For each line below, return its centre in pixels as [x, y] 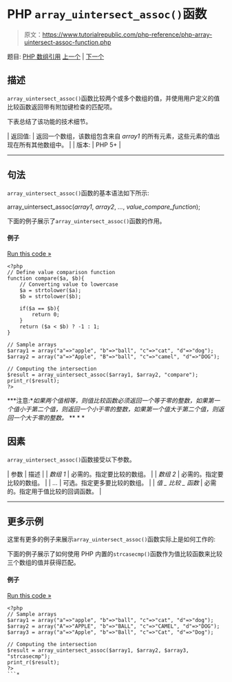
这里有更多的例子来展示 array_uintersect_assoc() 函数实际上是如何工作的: [111, 539]
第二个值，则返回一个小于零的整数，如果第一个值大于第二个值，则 [124, 409]
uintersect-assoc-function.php [67, 42]
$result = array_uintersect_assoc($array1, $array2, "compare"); [103, 375]
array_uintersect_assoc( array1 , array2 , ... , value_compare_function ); [104, 207]
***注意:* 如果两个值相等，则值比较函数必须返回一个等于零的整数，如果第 [111, 400]
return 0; [46, 314]
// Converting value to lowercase [69, 284]
